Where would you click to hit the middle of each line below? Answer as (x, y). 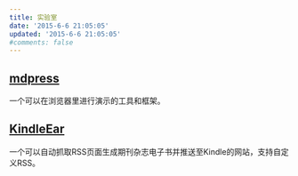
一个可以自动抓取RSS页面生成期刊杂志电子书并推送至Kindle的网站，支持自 (145, 151)
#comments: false (41, 42)
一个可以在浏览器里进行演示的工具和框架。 (87, 101)
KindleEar (37, 129)
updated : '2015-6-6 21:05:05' (65, 34)
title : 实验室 (33, 17)
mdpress (34, 78)
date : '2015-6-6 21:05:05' (59, 26)
